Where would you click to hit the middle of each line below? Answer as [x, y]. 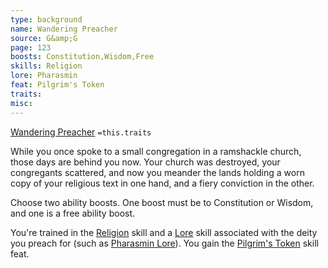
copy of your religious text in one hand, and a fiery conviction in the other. [162, 183]
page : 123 [31, 47]
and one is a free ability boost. [73, 213]
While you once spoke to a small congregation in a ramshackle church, [156, 151]
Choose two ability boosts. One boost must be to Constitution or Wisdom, [162, 202]
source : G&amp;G [44, 38]
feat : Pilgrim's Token [57, 85]
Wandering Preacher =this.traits [81, 132]
